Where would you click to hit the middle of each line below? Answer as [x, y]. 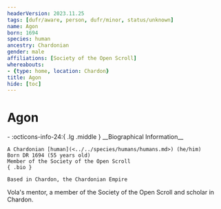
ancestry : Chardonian [38, 45]
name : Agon [23, 26]
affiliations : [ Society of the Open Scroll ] [72, 58]
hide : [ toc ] [24, 84]
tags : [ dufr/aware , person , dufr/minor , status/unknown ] [91, 20]
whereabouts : [26, 65]
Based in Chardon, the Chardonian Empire [67, 179]
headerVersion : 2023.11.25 [46, 13]
